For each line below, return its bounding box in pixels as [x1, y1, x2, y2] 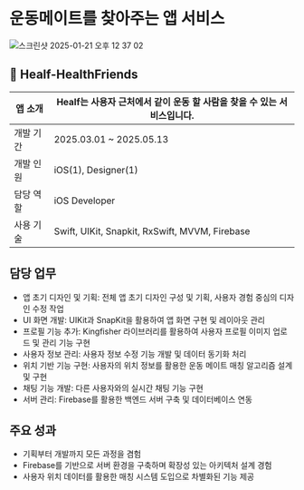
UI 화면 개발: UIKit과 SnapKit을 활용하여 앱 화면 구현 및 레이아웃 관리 [22, 314, 265, 325]
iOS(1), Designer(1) [53, 163, 138, 176]
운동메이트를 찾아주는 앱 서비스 [9, 8, 225, 29]
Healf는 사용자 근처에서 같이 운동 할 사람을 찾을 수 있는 [56, 95, 278, 108]
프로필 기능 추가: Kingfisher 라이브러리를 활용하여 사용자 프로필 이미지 [22, 326, 271, 337]
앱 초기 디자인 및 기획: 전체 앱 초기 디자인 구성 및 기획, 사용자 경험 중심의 [22, 291, 278, 302]
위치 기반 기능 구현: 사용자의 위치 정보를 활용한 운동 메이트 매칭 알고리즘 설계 [22, 359, 293, 370]
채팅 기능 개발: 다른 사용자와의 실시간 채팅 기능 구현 [22, 382, 204, 393]
